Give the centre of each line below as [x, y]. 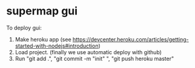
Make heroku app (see [43, 39]
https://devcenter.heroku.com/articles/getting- [131, 39]
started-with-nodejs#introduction [57, 46]
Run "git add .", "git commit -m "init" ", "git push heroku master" [94, 58]
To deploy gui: [24, 28]
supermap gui [42, 11]
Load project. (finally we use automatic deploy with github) [88, 52]
